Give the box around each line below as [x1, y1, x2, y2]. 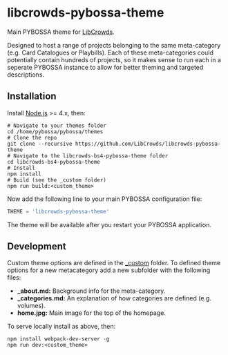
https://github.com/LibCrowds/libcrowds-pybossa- [75, 140, 221, 147]
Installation [7, 90, 57, 102]
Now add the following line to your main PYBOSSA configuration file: [7, 195, 202, 203]
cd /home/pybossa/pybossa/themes [7, 128, 104, 135]
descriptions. [7, 70, 45, 79]
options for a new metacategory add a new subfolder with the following [7, 266, 211, 274]
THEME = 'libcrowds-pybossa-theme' [7, 208, 110, 215]
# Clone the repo [7, 134, 57, 141]
